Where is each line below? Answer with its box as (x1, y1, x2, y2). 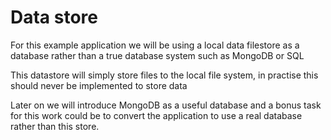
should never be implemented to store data (10, 79, 188, 91)
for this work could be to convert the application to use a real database (10, 109, 303, 121)
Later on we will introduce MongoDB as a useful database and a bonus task (10, 99, 322, 111)
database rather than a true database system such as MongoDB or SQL (10, 49, 305, 61)
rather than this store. (10, 120, 100, 132)
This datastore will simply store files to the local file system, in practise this (10, 69, 319, 81)
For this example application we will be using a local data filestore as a (10, 39, 300, 51)
